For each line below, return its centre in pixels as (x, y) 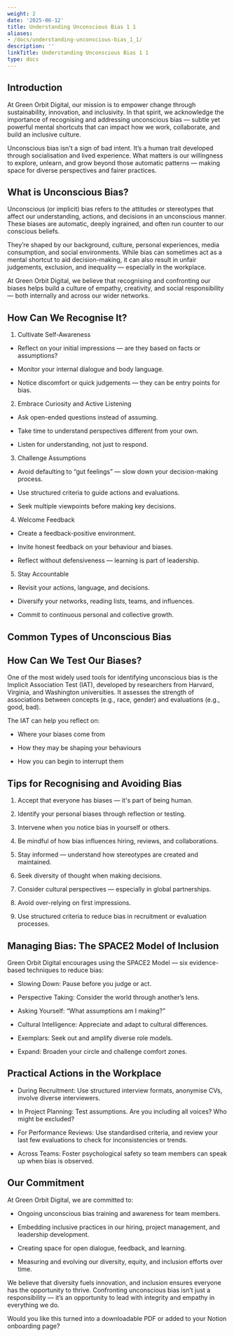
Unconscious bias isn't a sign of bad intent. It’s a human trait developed (110, 148)
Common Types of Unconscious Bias (89, 637)
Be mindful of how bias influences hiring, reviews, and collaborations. (118, 841)
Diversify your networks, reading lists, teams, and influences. (106, 601)
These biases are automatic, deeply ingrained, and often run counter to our (116, 224)
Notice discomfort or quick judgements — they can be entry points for (119, 383)
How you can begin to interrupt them (70, 761)
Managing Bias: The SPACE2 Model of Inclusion (113, 946)
